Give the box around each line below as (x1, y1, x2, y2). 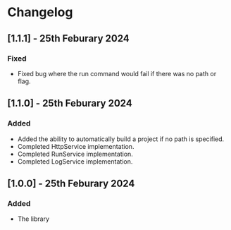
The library (17, 214, 50, 223)
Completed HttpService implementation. (17, 142, 135, 150)
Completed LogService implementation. (17, 157, 133, 166)
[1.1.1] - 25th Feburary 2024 (7, 32, 130, 44)
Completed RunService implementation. (17, 150, 134, 158)
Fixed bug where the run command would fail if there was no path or (17, 69, 217, 78)
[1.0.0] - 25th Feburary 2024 (7, 177, 135, 189)
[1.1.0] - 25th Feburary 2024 (7, 97, 132, 109)
